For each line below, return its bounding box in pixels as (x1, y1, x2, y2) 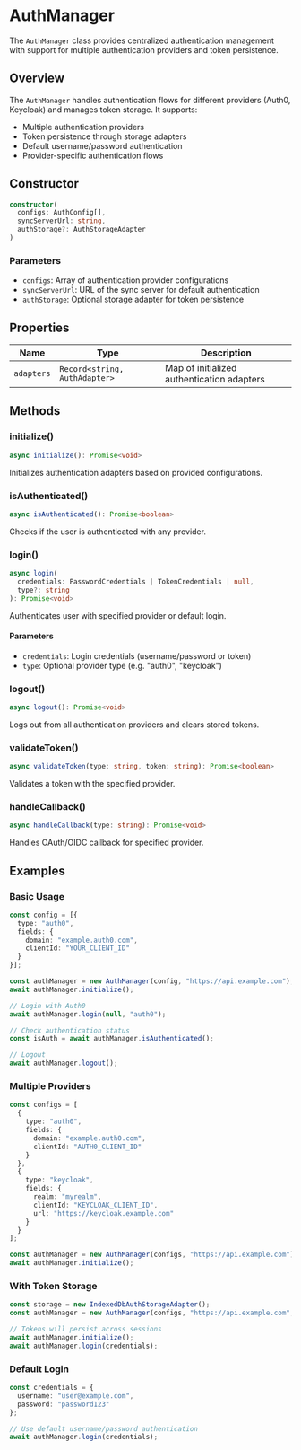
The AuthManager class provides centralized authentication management (9, 35, 275, 46)
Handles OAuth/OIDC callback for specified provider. (9, 837, 204, 848)
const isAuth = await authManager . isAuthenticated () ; (9, 1034, 215, 1043)
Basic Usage (9, 890, 65, 902)
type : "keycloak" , (25, 1175, 94, 1185)
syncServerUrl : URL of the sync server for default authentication (21, 285, 260, 295)
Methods (9, 403, 61, 418)
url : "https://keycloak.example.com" (32, 1208, 175, 1217)
